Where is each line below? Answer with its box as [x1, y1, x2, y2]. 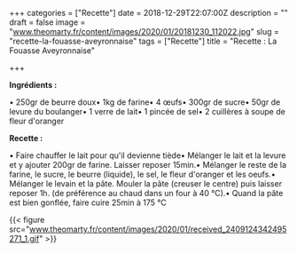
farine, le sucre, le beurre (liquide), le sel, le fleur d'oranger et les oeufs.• [9, 169, 277, 179]
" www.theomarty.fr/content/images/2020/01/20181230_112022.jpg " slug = [9, 27, 279, 36]
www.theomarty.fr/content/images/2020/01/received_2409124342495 [29, 224, 287, 234]
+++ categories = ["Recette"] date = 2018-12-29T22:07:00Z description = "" [9, 8, 288, 18]
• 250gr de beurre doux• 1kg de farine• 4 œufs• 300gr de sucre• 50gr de [9, 97, 281, 107]
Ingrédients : [9, 80, 58, 90]
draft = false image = [9, 17, 86, 28]
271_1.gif [9, 233, 40, 243]
